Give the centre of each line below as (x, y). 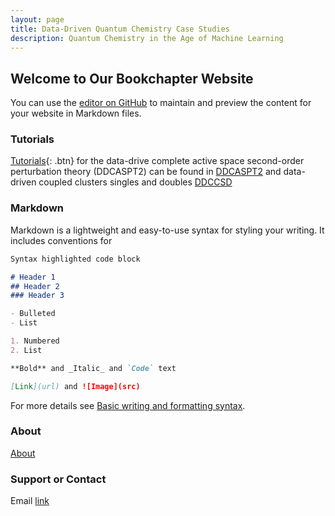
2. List (26, 350)
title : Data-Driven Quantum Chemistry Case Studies (120, 29)
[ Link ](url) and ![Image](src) (75, 386)
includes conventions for (61, 240)
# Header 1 (33, 277)
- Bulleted (33, 314)
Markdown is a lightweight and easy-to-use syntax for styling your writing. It (167, 230)
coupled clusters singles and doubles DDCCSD (135, 182)
